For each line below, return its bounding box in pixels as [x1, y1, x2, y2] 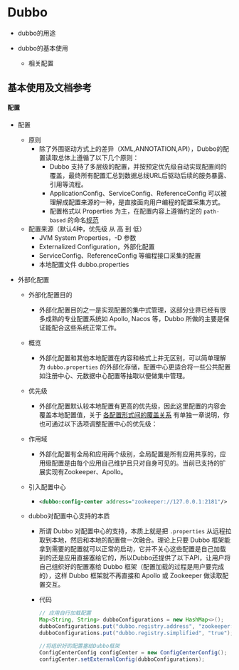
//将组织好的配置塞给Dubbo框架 [38, 642, 120, 649]
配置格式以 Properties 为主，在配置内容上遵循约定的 [49, 206, 203, 215]
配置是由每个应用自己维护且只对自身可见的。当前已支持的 [51, 459, 221, 467]
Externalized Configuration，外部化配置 [38, 242, 155, 251]
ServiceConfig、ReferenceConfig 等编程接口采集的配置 [38, 251, 201, 260]
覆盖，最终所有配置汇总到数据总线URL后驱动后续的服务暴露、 [49, 171, 230, 179]
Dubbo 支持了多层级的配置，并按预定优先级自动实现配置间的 [49, 162, 228, 171]
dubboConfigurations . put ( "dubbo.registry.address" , [38, 623, 196, 630]
